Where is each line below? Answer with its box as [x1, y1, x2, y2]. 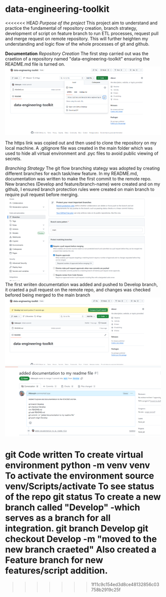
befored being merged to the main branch [5, 292, 90, 298]
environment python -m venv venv [5, 460, 150, 471]
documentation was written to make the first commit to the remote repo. [5, 176, 152, 181]
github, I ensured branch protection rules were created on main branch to [5, 186, 155, 192]
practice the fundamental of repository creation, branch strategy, [5, 25, 137, 31]
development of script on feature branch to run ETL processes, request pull [5, 30, 159, 36]
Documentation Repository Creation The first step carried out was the [5, 51, 149, 57]
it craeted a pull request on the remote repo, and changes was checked [5, 287, 151, 293]
